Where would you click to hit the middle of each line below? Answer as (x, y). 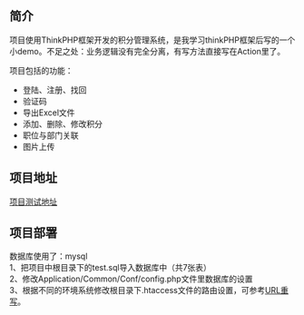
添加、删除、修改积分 (62, 123)
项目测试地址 (33, 202)
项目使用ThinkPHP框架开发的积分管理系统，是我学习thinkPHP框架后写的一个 (152, 40)
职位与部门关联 (50, 135)
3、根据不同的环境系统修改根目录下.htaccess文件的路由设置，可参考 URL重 (149, 290)
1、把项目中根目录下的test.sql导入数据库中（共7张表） (110, 268)
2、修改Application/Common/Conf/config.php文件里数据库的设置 (131, 279)
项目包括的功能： (41, 70)
